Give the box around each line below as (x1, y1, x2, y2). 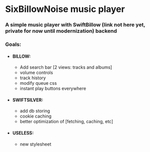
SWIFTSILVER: (12, 97, 43, 103)
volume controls (19, 70, 53, 76)
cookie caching (19, 113, 52, 119)
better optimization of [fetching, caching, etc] (19, 119, 114, 125)
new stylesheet (19, 141, 51, 147)
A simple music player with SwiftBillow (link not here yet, (5, 21, 146, 28)
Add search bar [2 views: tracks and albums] (19, 64, 112, 70)
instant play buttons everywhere (19, 86, 86, 92)
